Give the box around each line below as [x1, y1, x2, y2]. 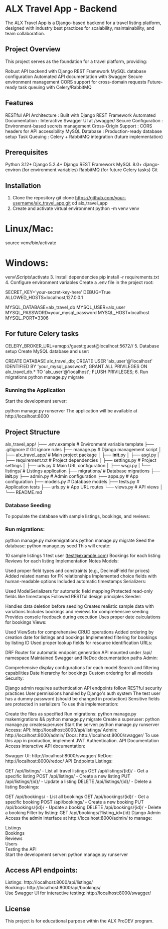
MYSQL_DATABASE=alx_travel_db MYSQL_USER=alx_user [5, 304, 126, 310]
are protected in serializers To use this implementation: [5, 701, 119, 707]
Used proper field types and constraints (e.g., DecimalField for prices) [5, 567, 150, 574]
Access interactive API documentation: [5, 743, 86, 749]
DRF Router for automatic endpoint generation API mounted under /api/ [5, 649, 152, 655]
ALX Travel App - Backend [5, 3, 117, 15]
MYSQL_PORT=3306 [5, 315, 49, 321]
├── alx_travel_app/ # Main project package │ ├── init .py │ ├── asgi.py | [5, 452, 159, 458]
